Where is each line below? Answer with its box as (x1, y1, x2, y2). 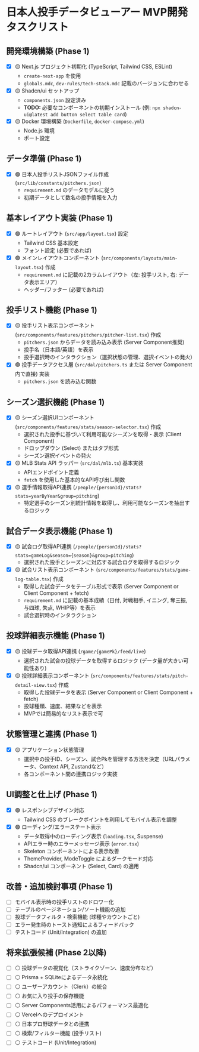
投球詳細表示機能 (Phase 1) (6, 631, 105, 641)
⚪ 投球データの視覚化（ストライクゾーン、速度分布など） (14, 964, 156, 971)
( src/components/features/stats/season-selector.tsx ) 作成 (14, 423, 162, 430)
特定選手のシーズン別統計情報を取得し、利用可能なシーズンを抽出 (23, 499, 185, 507)
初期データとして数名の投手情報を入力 (23, 193, 118, 200)
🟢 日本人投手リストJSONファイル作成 (14, 171, 109, 178)
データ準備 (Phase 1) (6, 153, 82, 164)
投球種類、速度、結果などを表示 (23, 702, 102, 709)
